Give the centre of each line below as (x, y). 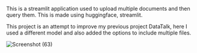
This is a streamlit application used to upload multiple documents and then (98, 9)
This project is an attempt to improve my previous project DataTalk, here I (97, 26)
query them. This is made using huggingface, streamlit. (74, 15)
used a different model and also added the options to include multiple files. (99, 33)
